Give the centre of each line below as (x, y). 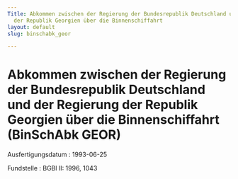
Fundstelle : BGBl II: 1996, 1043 (52, 168)
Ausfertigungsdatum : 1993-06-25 (57, 155)
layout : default (31, 27)
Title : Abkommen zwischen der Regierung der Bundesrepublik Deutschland (117, 14)
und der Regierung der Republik (103, 105)
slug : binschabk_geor (39, 34)
